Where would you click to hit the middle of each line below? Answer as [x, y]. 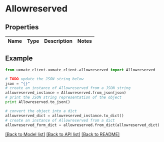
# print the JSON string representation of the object [63, 98]
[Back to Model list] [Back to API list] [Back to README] [62, 135]
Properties [22, 27]
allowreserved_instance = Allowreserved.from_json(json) [66, 93]
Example [19, 59]
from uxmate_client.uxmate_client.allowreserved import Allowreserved [80, 70]
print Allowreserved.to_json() [38, 102]
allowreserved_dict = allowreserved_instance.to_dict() [64, 116]
